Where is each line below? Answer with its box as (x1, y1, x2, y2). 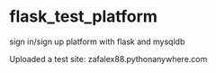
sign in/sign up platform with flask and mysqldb (9, 36, 185, 47)
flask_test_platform (9, 6, 157, 27)
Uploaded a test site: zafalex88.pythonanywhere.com (9, 53, 208, 64)
